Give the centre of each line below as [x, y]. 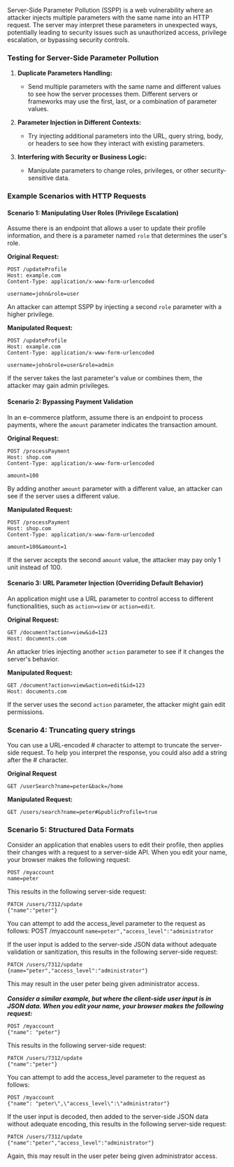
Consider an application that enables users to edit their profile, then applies [116, 845]
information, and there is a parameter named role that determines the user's [117, 236]
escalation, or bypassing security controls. [68, 40]
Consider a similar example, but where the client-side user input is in [109, 998]
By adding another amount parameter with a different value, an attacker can [115, 488]
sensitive [41, 178]
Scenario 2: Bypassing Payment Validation [70, 402]
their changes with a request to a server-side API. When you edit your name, [117, 852]
